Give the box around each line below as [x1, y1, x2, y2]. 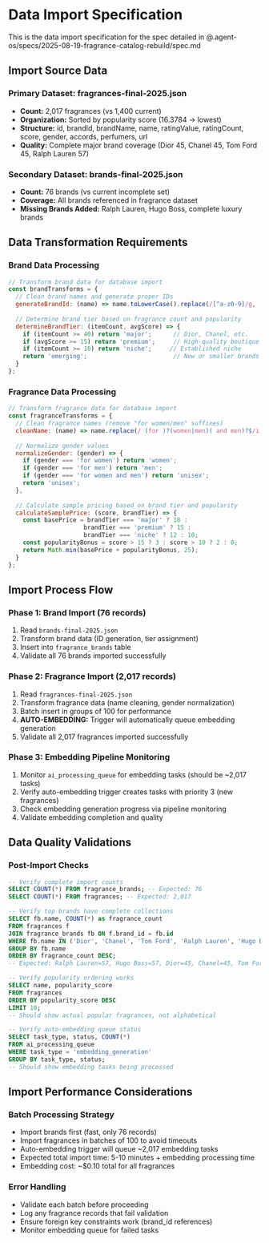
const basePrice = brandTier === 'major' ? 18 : [22, 516, 188, 524]
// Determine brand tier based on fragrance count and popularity [15, 315, 242, 323]
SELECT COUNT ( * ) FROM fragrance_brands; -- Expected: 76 [8, 886, 203, 894]
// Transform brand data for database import [8, 278, 163, 286]
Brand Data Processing [8, 260, 100, 271]
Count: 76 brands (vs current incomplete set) [19, 187, 171, 196]
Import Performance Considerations [8, 1085, 193, 1099]
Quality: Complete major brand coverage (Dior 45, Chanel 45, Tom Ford [19, 140, 258, 150]
